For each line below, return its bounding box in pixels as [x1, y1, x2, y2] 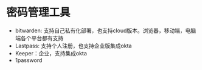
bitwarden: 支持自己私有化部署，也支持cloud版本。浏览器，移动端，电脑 [15, 27, 197, 34]
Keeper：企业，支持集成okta [15, 49, 87, 57]
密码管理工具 [6, 5, 71, 19]
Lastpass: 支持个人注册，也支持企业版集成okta [15, 42, 132, 49]
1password [15, 56, 43, 64]
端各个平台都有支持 [15, 34, 64, 41]
